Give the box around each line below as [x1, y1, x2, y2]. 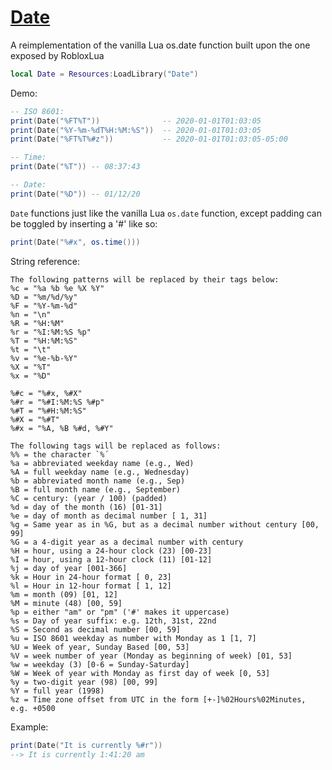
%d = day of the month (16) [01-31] [10, 502, 163, 512]
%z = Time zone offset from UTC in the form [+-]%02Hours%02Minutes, [10, 694, 307, 705]
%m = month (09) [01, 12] [10, 589, 118, 600]
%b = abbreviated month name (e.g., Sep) [10, 476, 186, 486]
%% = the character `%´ [10, 449, 110, 460]
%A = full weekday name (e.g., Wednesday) [10, 467, 190, 477]
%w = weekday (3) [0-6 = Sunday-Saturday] [10, 659, 190, 670]
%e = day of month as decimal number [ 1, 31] [10, 511, 208, 521]
